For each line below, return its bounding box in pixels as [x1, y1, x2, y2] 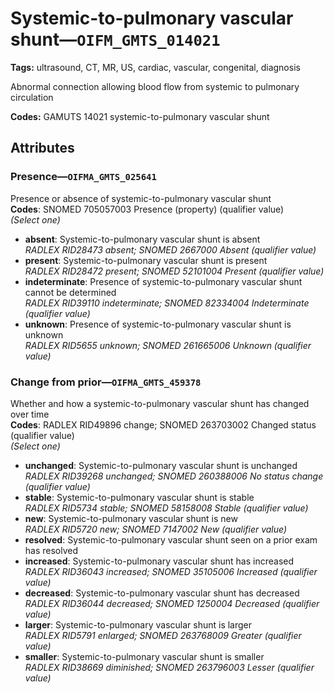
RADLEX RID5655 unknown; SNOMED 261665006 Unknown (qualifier [24, 339, 312, 351]
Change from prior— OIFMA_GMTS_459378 [10, 375, 202, 389]
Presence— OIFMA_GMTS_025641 [10, 170, 157, 184]
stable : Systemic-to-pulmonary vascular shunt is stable [24, 491, 255, 503]
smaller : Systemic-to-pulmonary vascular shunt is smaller [24, 650, 265, 662]
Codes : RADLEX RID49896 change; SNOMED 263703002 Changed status [10, 418, 317, 431]
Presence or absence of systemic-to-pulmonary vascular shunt [10, 192, 272, 204]
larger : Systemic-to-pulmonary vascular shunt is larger [24, 618, 253, 631]
